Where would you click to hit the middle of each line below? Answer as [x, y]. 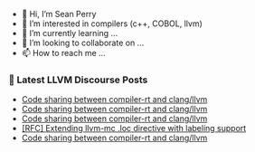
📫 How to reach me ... [63, 53]
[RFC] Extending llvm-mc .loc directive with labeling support [134, 128]
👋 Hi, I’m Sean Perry [59, 14]
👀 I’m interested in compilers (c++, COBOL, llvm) [112, 24]
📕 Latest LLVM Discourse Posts [78, 80]
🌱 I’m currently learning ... [70, 33]
